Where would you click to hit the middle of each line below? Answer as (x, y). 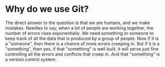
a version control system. (31, 59)
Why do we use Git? (47, 9)
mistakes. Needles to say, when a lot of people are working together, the (79, 28)
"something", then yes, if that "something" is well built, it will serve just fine (82, 49)
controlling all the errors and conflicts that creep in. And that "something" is (82, 54)
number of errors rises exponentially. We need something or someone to (80, 33)
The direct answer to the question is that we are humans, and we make (78, 23)
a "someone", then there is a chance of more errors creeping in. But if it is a (82, 43)
